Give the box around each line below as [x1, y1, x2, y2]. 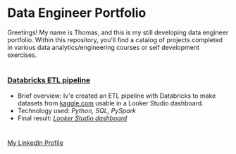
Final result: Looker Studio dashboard [17, 114, 128, 122]
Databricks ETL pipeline [7, 75, 91, 85]
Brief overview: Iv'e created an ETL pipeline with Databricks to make [17, 91, 216, 100]
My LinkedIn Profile [7, 139, 63, 147]
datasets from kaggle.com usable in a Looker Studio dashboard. [17, 98, 204, 107]
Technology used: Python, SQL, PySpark [17, 106, 136, 115]
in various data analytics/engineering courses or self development [7, 43, 199, 51]
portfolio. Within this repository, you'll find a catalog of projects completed [7, 35, 223, 44]
